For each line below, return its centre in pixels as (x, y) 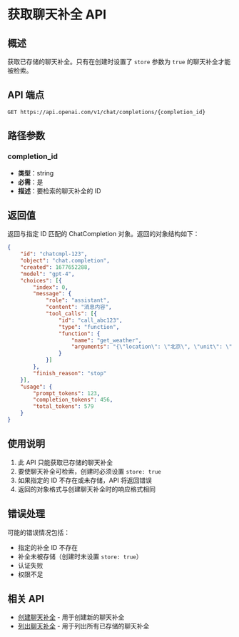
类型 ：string (36, 173)
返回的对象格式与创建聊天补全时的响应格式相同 (86, 489)
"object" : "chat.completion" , (65, 261)
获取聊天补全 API (57, 15)
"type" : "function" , (89, 327)
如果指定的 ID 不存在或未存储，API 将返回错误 (85, 480)
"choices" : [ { (41, 280)
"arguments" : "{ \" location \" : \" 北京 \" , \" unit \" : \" (152, 347)
